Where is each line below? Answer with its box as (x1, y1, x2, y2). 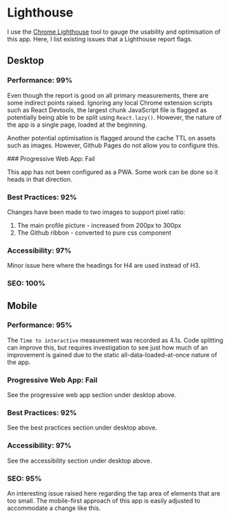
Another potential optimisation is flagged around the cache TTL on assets (7, 134, 216, 142)
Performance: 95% (7, 320, 72, 330)
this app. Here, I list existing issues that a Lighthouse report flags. (7, 34, 193, 43)
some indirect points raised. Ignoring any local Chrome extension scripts (7, 98, 213, 107)
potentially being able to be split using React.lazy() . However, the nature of (7, 113, 222, 121)
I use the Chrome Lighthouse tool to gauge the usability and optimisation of (7, 28, 221, 36)
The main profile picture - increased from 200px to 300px (17, 221, 182, 229)
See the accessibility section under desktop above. (7, 456, 152, 465)
